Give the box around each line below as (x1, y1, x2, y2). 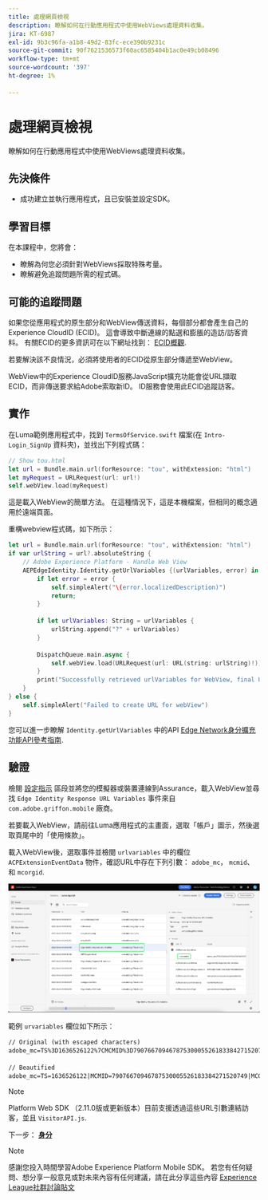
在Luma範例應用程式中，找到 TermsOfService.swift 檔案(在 (8, 429, 203, 439)
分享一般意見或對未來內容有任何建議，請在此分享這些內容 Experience (29, 1172, 258, 1182)
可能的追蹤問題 (8, 295, 82, 309)
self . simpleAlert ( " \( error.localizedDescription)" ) (50, 583, 227, 591)
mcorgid (17, 868, 43, 877)
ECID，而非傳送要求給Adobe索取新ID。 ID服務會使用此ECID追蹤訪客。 (8, 381, 239, 391)
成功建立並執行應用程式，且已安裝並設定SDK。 (19, 194, 175, 203)
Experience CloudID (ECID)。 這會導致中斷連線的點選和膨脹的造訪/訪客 (8, 328, 242, 337)
